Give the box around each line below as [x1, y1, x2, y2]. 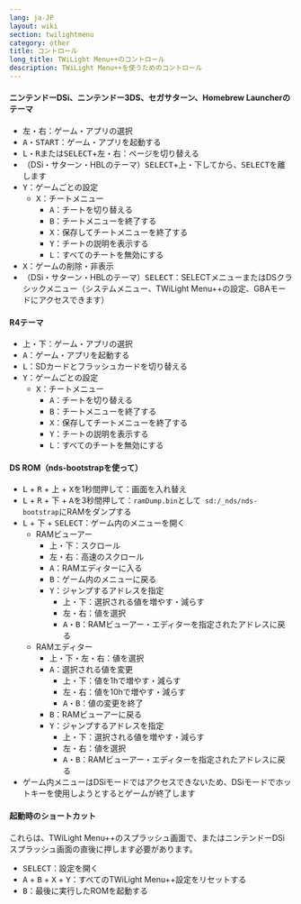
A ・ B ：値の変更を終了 [62, 698, 144, 708]
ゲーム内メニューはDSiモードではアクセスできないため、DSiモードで [22, 777, 276, 788]
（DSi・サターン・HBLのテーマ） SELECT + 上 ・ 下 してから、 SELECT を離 [22, 160, 286, 170]
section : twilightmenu [9, 30, 94, 39]
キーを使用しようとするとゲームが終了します [30, 788, 196, 799]
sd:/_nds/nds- [205, 497, 258, 506]
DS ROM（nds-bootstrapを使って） [9, 461, 144, 473]
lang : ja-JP [9, 13, 54, 23]
